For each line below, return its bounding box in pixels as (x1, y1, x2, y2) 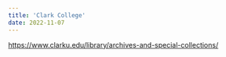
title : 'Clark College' (8, 11, 86, 20)
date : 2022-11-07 (8, 19, 65, 27)
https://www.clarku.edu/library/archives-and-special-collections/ (8, 40, 219, 49)
